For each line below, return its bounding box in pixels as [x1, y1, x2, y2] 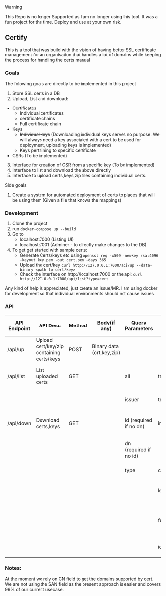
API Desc [39, 322, 61, 329]
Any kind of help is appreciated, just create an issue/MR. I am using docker [5, 285, 158, 291]
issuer [125, 396, 139, 403]
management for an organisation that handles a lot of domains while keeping [5, 52, 161, 57]
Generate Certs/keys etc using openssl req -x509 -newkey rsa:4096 [19, 252, 159, 258]
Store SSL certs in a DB [12, 90, 60, 96]
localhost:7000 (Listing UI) [19, 236, 74, 242]
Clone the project [12, 220, 48, 227]
